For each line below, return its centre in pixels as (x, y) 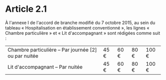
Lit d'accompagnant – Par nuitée (45, 67)
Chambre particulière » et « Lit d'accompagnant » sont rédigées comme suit (83, 33)
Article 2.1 (26, 9)
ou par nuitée (23, 56)
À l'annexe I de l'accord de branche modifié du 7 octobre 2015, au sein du (80, 23)
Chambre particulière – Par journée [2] (52, 50)
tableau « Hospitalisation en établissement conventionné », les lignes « (77, 27)
